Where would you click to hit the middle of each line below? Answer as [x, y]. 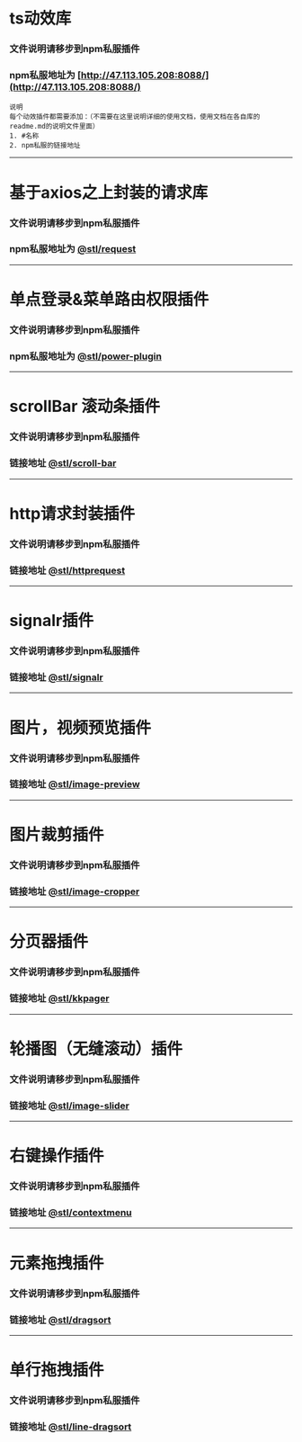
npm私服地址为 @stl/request [73, 249]
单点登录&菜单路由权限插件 [109, 300]
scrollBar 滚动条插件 [85, 407]
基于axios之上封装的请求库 [109, 192]
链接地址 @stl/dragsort [60, 1320]
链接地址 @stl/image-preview [75, 784]
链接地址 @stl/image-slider [70, 1106]
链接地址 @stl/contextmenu [71, 1213]
